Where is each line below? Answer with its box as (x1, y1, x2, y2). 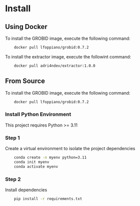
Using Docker (5, 23, 48, 31)
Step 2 (5, 176, 21, 182)
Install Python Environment (5, 111, 71, 118)
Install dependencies (5, 187, 48, 193)
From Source (5, 77, 45, 85)
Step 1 (5, 134, 20, 141)
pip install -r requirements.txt (14, 196, 83, 201)
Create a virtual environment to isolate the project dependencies (5, 146, 136, 152)
